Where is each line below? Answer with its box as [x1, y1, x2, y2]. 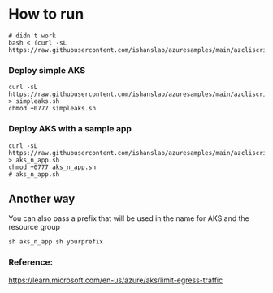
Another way [8, 192, 76, 205]
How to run [8, 5, 84, 24]
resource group [8, 222, 61, 232]
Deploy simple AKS [8, 64, 86, 75]
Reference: [8, 256, 54, 268]
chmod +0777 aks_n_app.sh [8, 163, 96, 171]
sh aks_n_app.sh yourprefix [8, 238, 104, 246]
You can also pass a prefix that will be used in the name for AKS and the [8, 213, 249, 223]
